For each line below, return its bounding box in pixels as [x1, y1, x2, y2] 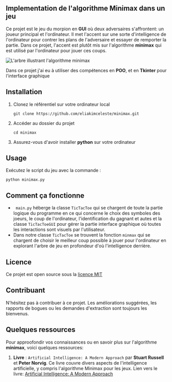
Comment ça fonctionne [6, 191, 85, 200]
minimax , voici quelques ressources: [6, 344, 84, 350]
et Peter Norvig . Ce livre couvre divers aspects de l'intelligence [13, 359, 148, 366]
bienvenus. [6, 310, 29, 316]
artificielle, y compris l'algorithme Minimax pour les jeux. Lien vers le [13, 365, 158, 371]
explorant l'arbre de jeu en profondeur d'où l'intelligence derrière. [13, 243, 152, 249]
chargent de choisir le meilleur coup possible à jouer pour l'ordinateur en [13, 238, 166, 244]
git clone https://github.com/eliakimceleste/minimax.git [13, 111, 139, 116]
